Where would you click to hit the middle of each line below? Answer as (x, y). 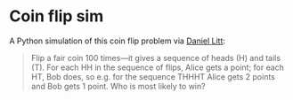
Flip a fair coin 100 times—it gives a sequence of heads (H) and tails (156, 58)
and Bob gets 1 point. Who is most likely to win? (118, 86)
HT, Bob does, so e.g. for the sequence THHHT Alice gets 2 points (153, 76)
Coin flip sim (57, 16)
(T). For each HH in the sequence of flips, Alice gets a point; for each (158, 67)
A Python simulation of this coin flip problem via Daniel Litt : (117, 41)
